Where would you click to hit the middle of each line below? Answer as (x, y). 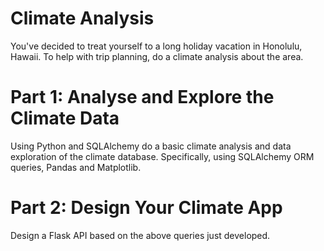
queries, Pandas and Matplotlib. (76, 167)
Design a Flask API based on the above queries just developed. (140, 235)
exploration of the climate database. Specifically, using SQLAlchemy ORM (162, 156)
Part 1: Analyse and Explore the (142, 97)
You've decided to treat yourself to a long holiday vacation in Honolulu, (156, 46)
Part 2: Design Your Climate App (146, 208)
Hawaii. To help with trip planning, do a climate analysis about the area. (157, 56)
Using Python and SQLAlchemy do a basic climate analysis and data (151, 146)
